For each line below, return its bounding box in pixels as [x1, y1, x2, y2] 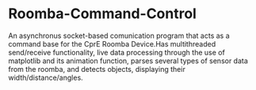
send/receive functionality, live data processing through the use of [8, 47, 226, 57]
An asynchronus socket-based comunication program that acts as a [8, 31, 230, 40]
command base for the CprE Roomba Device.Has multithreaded [8, 39, 216, 48]
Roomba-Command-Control [8, 5, 197, 23]
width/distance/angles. [8, 73, 83, 82]
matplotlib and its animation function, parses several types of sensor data [8, 56, 248, 66]
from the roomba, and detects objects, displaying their [8, 64, 186, 73]
